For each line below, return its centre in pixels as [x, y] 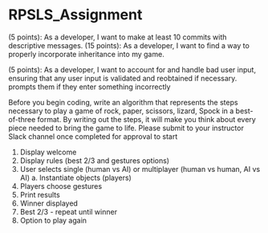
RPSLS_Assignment [75, 15]
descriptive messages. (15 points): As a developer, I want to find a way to [129, 45]
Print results [40, 194]
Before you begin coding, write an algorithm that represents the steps [123, 102]
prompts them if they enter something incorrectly [89, 87]
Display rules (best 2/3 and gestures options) [95, 160]
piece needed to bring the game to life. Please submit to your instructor [126, 128]
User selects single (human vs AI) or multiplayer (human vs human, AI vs [140, 169]
